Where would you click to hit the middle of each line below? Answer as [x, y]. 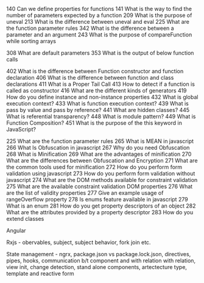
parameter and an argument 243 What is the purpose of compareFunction [99, 35]
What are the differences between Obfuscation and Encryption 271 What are [102, 160]
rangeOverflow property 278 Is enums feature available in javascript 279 [97, 199]
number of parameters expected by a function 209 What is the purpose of [99, 15]
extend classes [25, 219]
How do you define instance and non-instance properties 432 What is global [102, 97]
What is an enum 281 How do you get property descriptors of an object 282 [101, 206]
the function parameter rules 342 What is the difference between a [90, 28]
